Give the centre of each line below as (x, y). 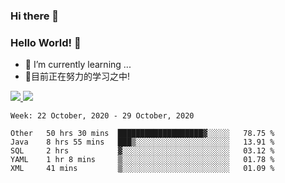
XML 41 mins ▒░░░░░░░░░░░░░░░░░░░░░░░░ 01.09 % (142, 169)
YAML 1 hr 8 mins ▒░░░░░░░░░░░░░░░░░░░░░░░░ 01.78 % (142, 160)
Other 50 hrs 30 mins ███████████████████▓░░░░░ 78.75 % (142, 134)
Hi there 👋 (35, 16)
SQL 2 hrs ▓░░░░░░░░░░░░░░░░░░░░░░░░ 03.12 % (142, 151)
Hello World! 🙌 (46, 42)
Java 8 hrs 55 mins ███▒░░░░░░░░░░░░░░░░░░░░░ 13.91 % (142, 142)
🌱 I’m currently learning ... (78, 65)
